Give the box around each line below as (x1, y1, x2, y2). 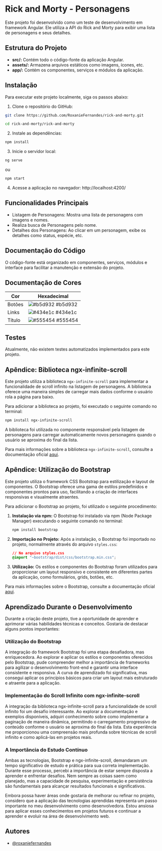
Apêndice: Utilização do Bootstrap (5, 466, 111, 474)
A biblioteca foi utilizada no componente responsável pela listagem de (5, 426, 145, 433)
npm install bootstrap (12, 527, 58, 532)
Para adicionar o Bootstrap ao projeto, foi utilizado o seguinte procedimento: (5, 503, 157, 509)
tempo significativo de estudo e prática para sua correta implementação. (5, 763, 150, 768)
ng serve (5, 158, 23, 163)
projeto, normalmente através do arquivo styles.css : (12, 541, 118, 547)
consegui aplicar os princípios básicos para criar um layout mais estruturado (5, 675, 158, 681)
